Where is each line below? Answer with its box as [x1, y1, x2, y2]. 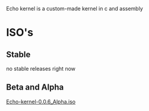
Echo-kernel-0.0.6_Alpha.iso [6, 98, 76, 105]
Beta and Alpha [6, 83, 64, 93]
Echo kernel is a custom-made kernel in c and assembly [6, 5, 144, 12]
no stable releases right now [6, 65, 76, 72]
